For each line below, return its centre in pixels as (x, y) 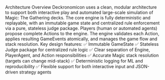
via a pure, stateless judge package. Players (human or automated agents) (81, 28)
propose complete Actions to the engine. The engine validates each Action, (82, 34)
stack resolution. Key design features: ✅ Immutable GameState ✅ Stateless (82, 44)
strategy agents (35, 72)
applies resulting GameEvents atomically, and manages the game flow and (81, 39)
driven (12, 72)
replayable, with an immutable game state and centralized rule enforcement (82, 23)
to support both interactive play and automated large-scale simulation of (79, 12)
